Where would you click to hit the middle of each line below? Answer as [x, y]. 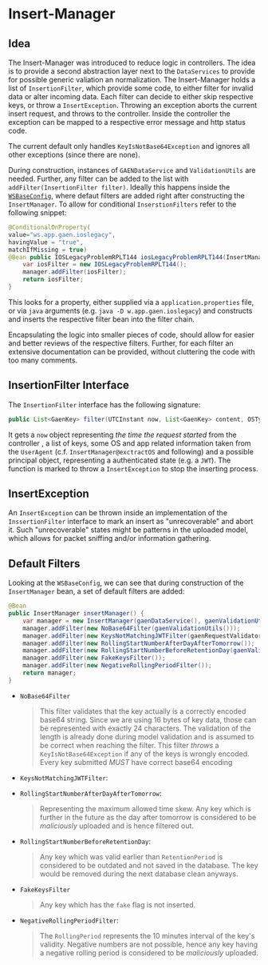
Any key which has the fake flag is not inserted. [118, 904]
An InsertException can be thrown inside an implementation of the [118, 513]
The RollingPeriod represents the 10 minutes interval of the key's [147, 935]
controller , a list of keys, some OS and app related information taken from [130, 443]
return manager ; [50, 673]
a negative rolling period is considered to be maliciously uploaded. [149, 952]
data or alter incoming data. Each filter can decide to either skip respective [131, 96]
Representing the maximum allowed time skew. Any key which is [145, 808]
